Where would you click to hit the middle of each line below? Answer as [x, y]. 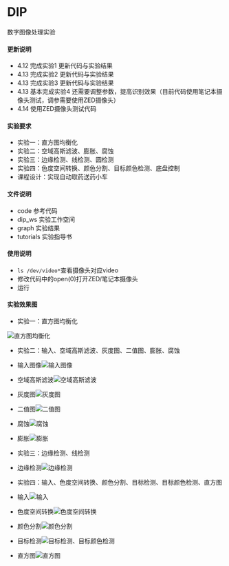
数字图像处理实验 [31, 32]
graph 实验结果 [39, 228]
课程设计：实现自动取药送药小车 [62, 177]
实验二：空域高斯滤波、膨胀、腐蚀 [65, 151]
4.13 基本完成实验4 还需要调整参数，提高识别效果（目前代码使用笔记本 [117, 92]
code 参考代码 [37, 210]
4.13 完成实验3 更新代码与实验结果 [66, 83]
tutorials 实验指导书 [44, 236]
